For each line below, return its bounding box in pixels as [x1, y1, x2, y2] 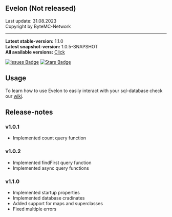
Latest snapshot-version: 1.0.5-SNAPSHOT [5, 43, 98, 49]
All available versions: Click [5, 49, 65, 55]
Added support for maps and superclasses [12, 200, 103, 206]
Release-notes [5, 108, 53, 117]
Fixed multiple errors [12, 206, 57, 212]
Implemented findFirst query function [12, 159, 92, 166]
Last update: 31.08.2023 [5, 17, 57, 24]
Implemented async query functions [12, 165, 90, 171]
